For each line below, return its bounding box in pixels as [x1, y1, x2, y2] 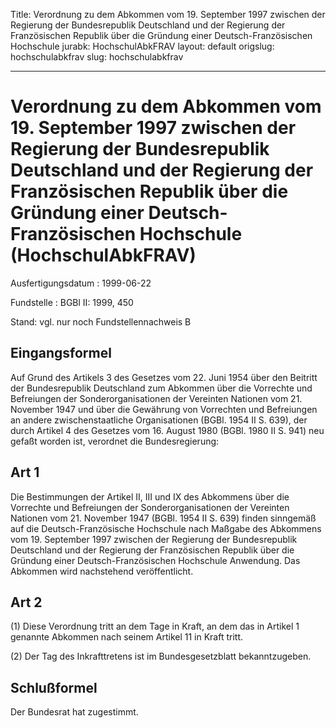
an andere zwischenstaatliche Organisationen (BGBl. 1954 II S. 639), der [10, 414, 308, 426]
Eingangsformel [10, 345, 112, 362]
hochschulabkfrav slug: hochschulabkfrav [10, 51, 184, 63]
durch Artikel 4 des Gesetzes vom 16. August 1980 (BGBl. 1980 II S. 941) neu [10, 424, 325, 436]
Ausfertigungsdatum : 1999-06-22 [10, 277, 152, 289]
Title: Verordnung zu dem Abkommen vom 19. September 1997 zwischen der [10, 9, 326, 20]
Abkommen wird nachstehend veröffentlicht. [10, 565, 194, 577]
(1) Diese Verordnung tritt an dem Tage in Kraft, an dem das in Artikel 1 [10, 620, 300, 633]
